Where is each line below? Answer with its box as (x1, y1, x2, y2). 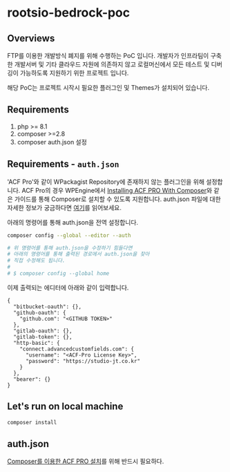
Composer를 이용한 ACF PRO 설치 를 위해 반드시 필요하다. (7, 457, 164, 466)
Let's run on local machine (7, 401, 124, 413)
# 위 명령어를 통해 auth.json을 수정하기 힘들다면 (7, 244, 133, 252)
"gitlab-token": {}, (13, 333, 73, 340)
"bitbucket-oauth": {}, (13, 303, 82, 310)
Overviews (7, 32, 55, 44)
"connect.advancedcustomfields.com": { (19, 346, 135, 352)
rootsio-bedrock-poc (7, 5, 131, 21)
